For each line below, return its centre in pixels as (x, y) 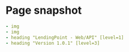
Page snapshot (44, 10)
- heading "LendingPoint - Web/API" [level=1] (65, 37)
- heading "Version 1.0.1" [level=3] (53, 43)
